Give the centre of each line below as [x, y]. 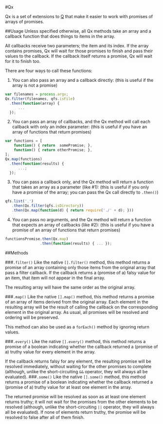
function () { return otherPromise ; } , [53, 150]
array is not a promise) [35, 85]
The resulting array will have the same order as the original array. [70, 287]
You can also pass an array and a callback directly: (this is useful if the [83, 80]
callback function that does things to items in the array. [60, 36]
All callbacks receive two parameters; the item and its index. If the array [77, 46]
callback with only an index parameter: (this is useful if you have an [80, 127]
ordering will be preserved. [32, 317]
